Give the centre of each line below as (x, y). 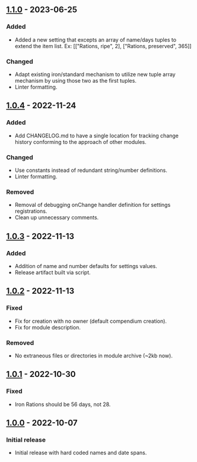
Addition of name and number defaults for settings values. (86, 266)
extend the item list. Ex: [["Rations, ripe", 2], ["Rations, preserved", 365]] (103, 46)
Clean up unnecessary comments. (57, 218)
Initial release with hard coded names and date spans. (81, 453)
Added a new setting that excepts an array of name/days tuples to (96, 40)
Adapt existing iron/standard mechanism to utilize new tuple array (95, 74)
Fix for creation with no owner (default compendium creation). (91, 321)
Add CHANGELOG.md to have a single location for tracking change (97, 136)
